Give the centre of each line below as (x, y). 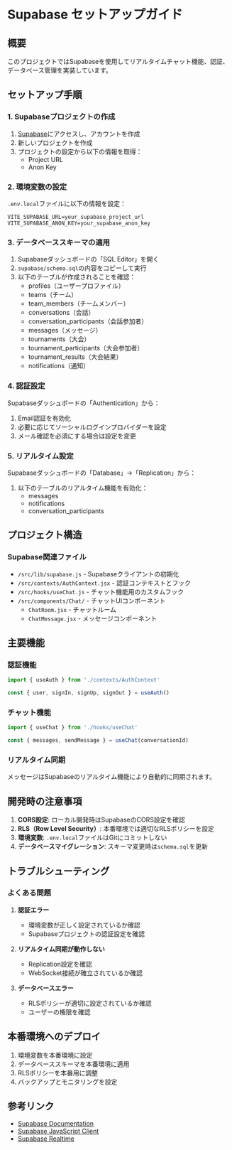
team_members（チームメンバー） (79, 303)
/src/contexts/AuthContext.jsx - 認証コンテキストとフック (104, 583)
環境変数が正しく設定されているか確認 (84, 925)
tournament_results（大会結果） (75, 357)
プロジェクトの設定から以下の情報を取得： (80, 151)
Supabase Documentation (56, 1124)
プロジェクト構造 (45, 535)
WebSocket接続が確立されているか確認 (85, 973)
